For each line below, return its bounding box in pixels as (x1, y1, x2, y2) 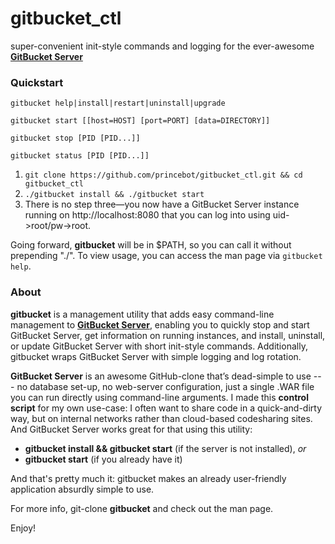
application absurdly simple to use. (10, 483, 155, 495)
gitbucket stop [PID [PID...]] (10, 133, 141, 144)
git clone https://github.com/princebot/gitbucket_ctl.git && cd (24, 170, 303, 181)
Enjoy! (10, 522, 37, 534)
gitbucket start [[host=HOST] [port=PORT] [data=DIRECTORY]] (10, 116, 271, 126)
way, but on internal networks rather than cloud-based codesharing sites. (10, 412, 313, 424)
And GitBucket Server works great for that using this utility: (10, 423, 253, 435)
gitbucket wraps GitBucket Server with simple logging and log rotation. (10, 350, 302, 362)
